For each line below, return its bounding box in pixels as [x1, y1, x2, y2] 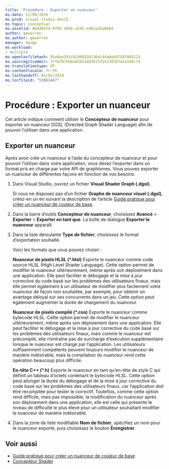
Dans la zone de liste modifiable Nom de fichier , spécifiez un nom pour [12, 420, 161, 426]
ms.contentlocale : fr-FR [5, 69, 57, 74]
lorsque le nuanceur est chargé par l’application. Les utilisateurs [12, 341, 145, 347]
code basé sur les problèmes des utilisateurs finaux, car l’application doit [12, 383, 164, 389]
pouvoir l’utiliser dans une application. [5, 127, 84, 133]
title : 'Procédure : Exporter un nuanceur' [5, 7, 98, 13]
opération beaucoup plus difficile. [12, 357, 82, 363]
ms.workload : [5, 45, 33, 50]
